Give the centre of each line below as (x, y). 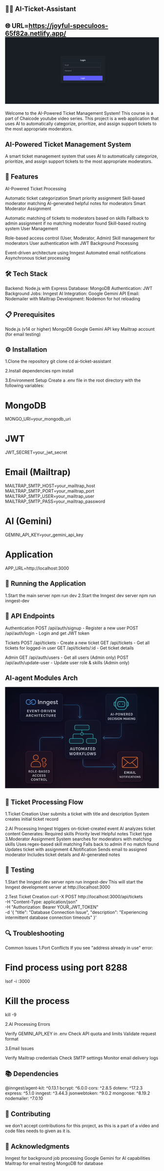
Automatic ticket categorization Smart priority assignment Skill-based (75, 198)
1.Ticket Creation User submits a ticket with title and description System (77, 814)
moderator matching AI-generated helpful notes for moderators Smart (75, 203)
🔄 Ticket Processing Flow (44, 802)
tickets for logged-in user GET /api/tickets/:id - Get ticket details (70, 648)
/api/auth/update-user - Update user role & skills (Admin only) (67, 662)
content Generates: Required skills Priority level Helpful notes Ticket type (79, 834)
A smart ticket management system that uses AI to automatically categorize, (82, 156)
